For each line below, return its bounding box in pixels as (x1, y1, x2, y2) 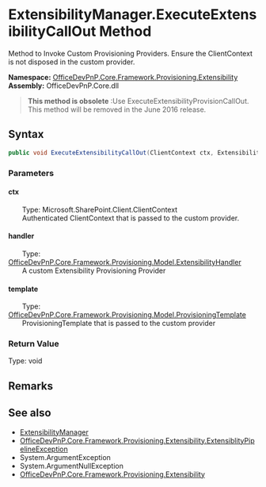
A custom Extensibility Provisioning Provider (22, 266, 166, 275)
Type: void (8, 356, 43, 366)
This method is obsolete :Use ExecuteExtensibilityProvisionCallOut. (27, 96, 249, 105)
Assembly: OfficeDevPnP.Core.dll (8, 81, 120, 90)
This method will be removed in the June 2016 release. (27, 105, 207, 114)
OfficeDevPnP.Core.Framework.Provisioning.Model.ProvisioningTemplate (8, 310, 247, 320)
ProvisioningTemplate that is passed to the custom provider (22, 319, 216, 328)
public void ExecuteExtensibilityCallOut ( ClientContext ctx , (8, 148, 215, 156)
